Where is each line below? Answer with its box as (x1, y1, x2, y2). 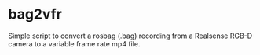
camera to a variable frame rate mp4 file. (8, 39, 141, 48)
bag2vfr (8, 5, 63, 23)
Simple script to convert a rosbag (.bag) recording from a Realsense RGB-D (8, 31, 253, 40)
